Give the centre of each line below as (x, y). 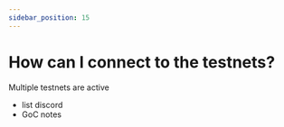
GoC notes (42, 114)
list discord (42, 104)
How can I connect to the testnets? (142, 62)
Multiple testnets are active (59, 87)
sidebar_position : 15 (49, 18)
